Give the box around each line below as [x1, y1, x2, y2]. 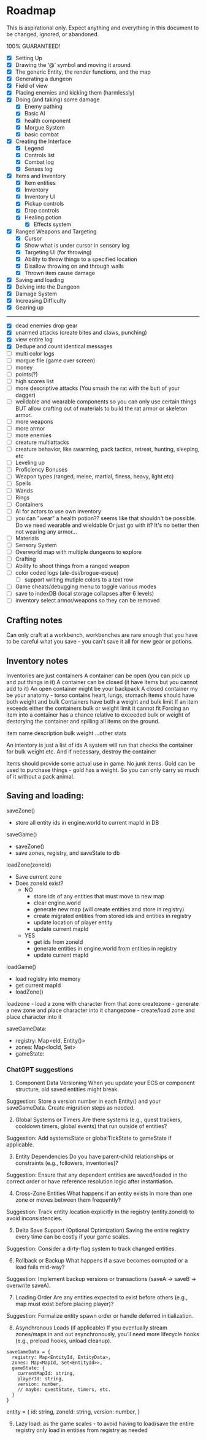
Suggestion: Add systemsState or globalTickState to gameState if [6, 1134, 172, 1142]
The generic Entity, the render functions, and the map [15, 68, 151, 76]
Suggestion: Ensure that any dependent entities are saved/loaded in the [6, 1171, 188, 1179]
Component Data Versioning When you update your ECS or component [15, 1079, 195, 1087]
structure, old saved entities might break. [15, 1086, 120, 1093]
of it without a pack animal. [6, 773, 75, 780]
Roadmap [6, 4, 56, 18]
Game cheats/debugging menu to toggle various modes [15, 583, 157, 590]
